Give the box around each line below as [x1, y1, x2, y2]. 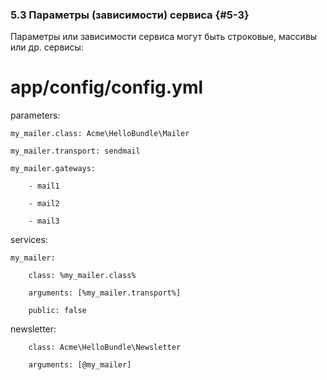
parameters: [10, 109, 61, 122]
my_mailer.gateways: [10, 164, 97, 174]
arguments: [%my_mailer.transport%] [28, 288, 182, 298]
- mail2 [28, 199, 60, 209]
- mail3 [28, 216, 60, 227]
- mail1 [28, 181, 60, 192]
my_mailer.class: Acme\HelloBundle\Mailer [10, 129, 190, 139]
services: [10, 234, 48, 246]
